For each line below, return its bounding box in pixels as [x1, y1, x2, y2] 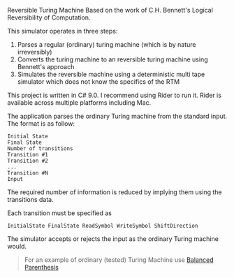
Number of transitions [7, 145, 73, 152]
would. [7, 242, 27, 250]
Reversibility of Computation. [7, 13, 91, 22]
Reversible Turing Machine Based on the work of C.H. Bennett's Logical [7, 6, 213, 14]
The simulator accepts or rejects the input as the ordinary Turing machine [7, 235, 219, 243]
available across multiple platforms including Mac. [7, 98, 152, 107]
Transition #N [7, 170, 49, 177]
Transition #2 [7, 157, 49, 164]
